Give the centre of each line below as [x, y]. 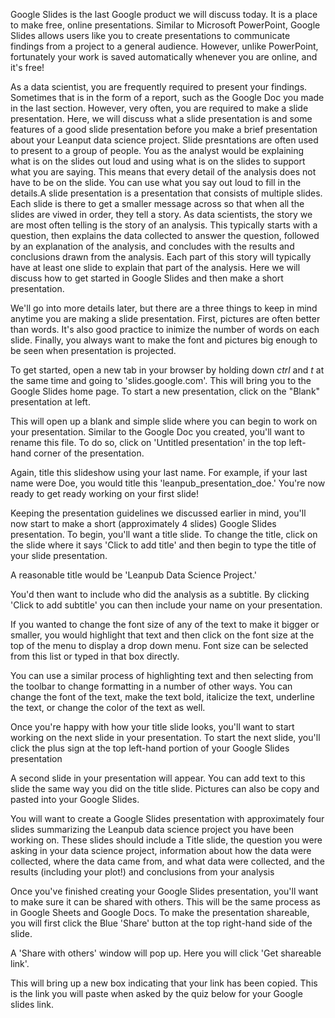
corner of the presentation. [89, 453]
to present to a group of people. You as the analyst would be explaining [157, 150]
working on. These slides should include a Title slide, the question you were [166, 840]
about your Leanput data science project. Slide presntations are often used [164, 140]
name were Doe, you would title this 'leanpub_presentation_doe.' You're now [168, 483]
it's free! [27, 67]
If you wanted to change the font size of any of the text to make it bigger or [165, 624]
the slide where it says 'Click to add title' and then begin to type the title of [163, 545]
